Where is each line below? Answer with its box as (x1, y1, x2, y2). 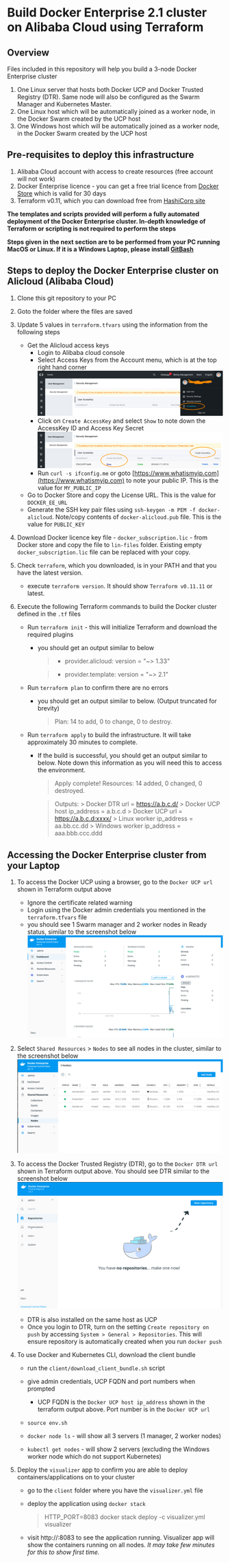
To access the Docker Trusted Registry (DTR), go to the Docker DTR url (16, 1159, 218, 1168)
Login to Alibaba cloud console (37, 348, 125, 356)
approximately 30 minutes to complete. (27, 738, 138, 746)
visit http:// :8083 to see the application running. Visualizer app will (27, 1533, 214, 1542)
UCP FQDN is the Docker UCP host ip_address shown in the (37, 1398, 205, 1406)
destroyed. (54, 787, 86, 795)
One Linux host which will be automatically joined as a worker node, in (16, 108, 216, 115)
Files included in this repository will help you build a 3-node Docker (7, 65, 197, 73)
